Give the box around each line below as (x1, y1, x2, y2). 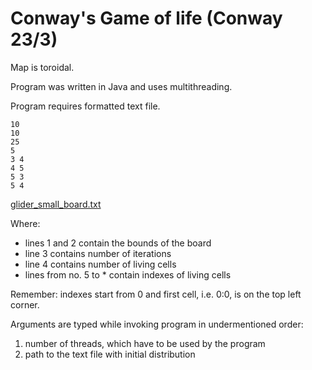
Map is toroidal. (10, 61, 75, 73)
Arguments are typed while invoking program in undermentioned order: (10, 318, 304, 330)
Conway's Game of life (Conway (10, 7, 283, 30)
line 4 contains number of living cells (24, 258, 177, 270)
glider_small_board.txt (10, 198, 102, 210)
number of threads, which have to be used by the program (24, 337, 266, 349)
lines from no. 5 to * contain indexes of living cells (24, 268, 232, 281)
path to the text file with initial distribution (24, 348, 196, 360)
